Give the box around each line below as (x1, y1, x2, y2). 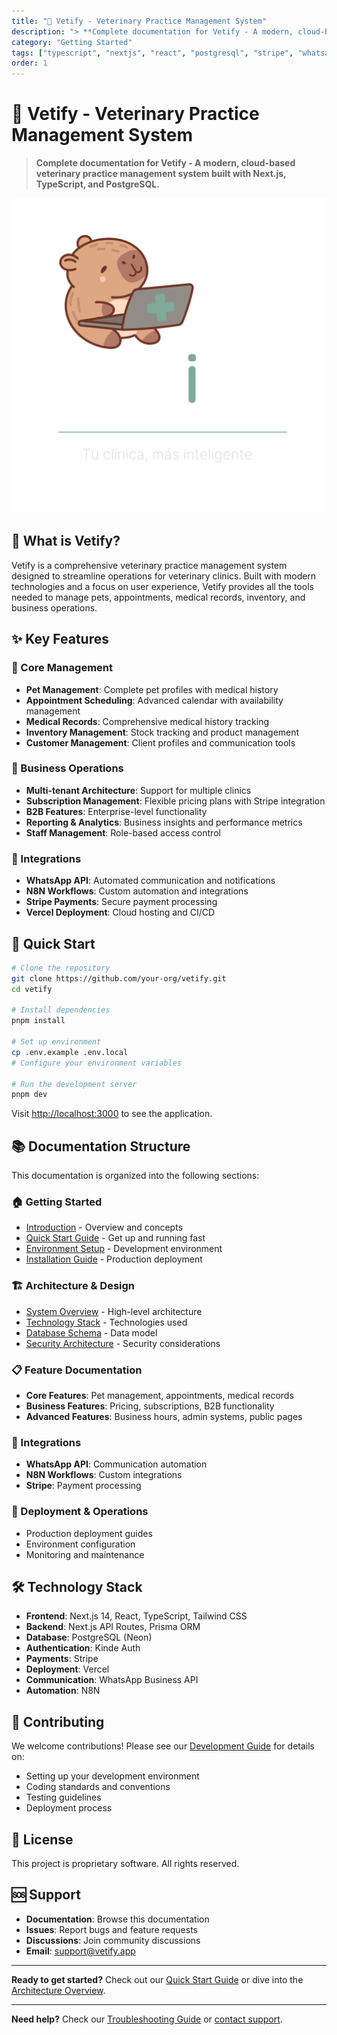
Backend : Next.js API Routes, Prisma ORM (25, 1621, 201, 1633)
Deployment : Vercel (25, 1663, 110, 1675)
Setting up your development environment (25, 1770, 200, 1782)
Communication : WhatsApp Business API (25, 1674, 199, 1686)
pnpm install (11, 1016, 66, 1026)
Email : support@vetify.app (25, 1945, 136, 1957)
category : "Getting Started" (11, 37, 133, 47)
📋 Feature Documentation (11, 1363, 143, 1377)
